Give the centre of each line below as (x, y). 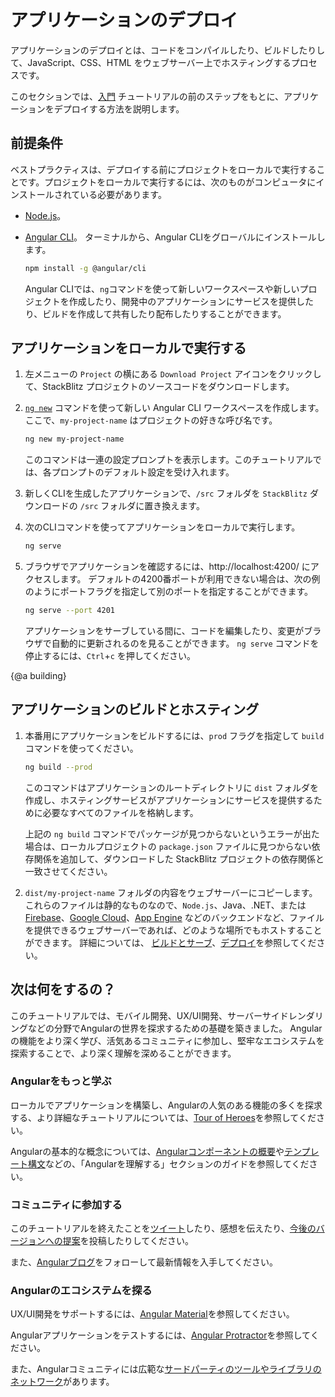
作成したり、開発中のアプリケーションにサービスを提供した (191, 301)
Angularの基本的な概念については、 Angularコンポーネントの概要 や (147, 1151)
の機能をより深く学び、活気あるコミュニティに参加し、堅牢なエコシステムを (167, 1040)
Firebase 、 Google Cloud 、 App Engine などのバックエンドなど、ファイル (174, 917)
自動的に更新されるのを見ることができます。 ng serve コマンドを (185, 643)
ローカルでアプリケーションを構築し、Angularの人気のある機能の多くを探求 (166, 1105)
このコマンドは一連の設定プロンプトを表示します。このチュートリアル (168, 460)
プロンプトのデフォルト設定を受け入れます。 (143, 472)
